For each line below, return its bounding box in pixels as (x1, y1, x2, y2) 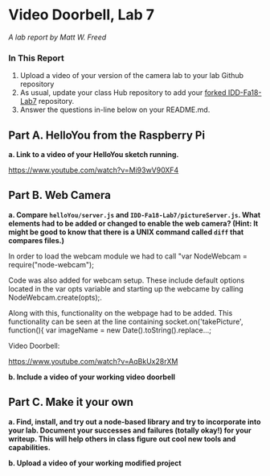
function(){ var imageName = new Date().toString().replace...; (8, 325, 211, 335)
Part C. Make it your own (8, 395, 134, 409)
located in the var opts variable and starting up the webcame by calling (8, 284, 243, 293)
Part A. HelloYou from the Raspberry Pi (8, 128, 206, 142)
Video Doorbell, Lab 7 (8, 6, 155, 24)
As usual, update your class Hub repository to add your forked (19, 88, 227, 97)
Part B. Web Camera (8, 188, 111, 202)
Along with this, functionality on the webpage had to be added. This (8, 308, 233, 317)
